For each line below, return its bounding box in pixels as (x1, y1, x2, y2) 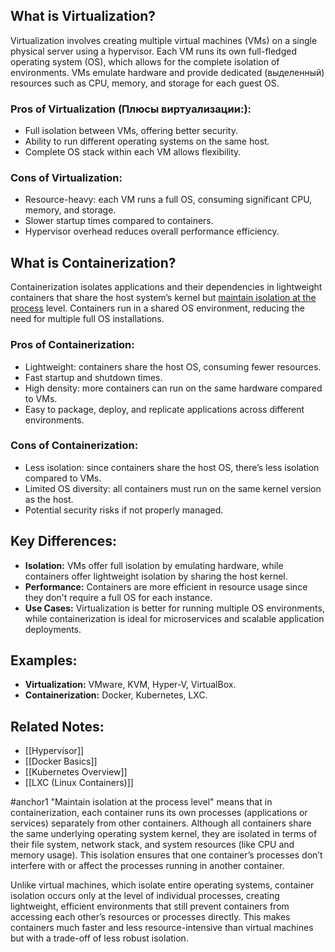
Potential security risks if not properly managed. (24, 504, 224, 516)
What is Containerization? (10, 254, 177, 271)
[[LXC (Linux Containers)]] (24, 777, 134, 789)
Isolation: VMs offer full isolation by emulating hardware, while (24, 559, 284, 571)
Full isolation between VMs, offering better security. (24, 125, 238, 137)
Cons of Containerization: (10, 439, 139, 453)
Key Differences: (10, 533, 118, 550)
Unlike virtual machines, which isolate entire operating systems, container (10, 879, 315, 891)
